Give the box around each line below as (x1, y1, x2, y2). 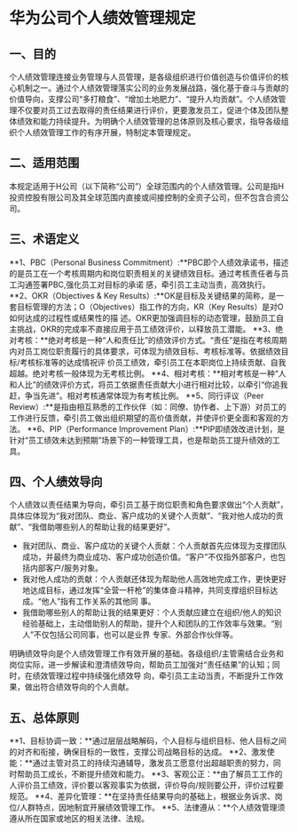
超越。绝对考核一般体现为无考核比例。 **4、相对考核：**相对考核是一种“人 (9, 368, 286, 379)
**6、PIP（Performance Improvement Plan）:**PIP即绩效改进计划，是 (26, 423, 286, 434)
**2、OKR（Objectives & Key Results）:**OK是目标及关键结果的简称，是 (9, 290, 277, 300)
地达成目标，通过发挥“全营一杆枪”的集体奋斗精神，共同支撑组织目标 (21, 585, 271, 596)
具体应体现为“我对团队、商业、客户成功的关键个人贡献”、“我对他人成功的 (9, 510, 277, 521)
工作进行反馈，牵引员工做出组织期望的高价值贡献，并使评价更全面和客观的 (9, 412, 281, 423)
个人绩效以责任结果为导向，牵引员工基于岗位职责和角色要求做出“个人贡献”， (9, 500, 288, 510)
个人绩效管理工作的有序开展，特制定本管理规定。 (16, 127, 196, 138)
